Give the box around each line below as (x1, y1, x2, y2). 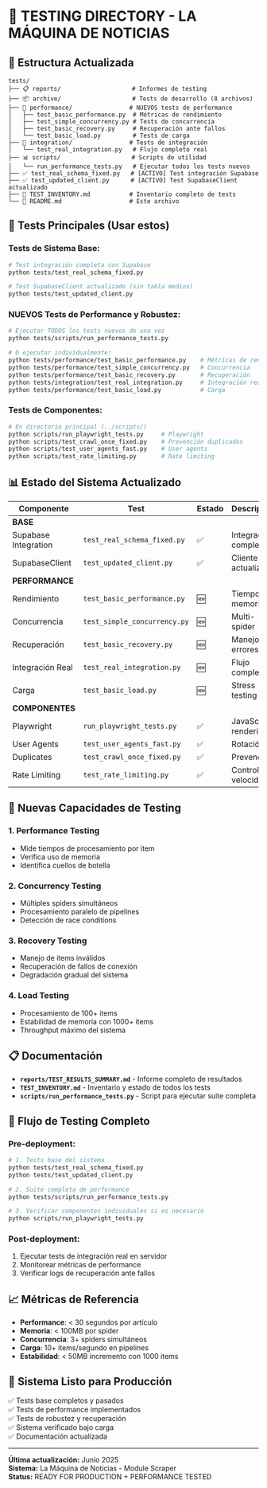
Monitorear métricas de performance (19, 1260, 141, 1270)
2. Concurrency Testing (8, 880, 102, 891)
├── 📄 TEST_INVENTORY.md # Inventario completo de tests (8, 190, 237, 198)
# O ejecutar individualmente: (8, 349, 112, 357)
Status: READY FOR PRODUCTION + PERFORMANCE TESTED (8, 1472, 212, 1482)
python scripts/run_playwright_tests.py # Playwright (8, 430, 204, 438)
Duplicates (12, 751, 52, 762)
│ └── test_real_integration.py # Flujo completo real (8, 146, 208, 154)
